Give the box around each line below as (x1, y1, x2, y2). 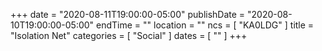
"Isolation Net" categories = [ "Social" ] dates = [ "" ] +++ (10, 30, 248, 41)
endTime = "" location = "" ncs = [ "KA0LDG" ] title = (96, 19, 315, 31)
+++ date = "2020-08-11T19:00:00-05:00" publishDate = (10, 9, 246, 20)
